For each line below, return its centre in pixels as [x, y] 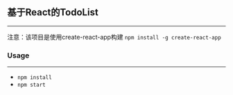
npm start [32, 85]
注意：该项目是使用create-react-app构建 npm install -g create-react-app [114, 37]
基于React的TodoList [53, 12]
